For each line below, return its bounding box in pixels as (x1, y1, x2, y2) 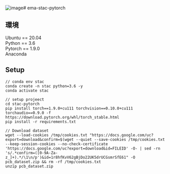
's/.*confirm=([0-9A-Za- (5, 150, 58, 155)
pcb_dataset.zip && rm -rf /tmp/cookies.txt (5, 159, 101, 164)
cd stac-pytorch (5, 101, 40, 106)
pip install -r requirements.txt (5, 119, 76, 124)
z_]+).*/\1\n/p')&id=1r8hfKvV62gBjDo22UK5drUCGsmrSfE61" (5, 155, 129, 160)
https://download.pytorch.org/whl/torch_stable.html (5, 114, 120, 120)
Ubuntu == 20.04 (5, 35, 42, 41)
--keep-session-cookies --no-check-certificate (5, 141, 108, 147)
